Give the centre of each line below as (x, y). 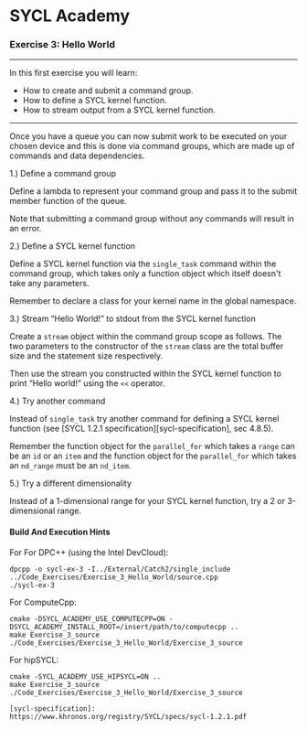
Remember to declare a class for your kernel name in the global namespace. (153, 301)
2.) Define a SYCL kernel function (72, 246)
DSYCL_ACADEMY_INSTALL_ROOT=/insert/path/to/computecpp (118, 627)
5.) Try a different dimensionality (71, 483)
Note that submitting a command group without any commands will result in (152, 219)
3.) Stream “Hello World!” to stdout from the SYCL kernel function (132, 319)
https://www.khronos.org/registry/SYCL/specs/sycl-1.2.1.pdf (128, 716)
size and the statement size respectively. (86, 356)
